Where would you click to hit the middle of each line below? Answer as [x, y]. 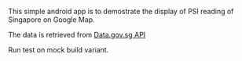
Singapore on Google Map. [52, 20]
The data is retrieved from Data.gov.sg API [77, 35]
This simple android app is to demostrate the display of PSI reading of [121, 11]
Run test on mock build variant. [59, 50]
